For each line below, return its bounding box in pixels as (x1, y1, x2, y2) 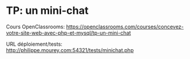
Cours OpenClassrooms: (6, 23, 65, 30)
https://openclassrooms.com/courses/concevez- (66, 23, 184, 30)
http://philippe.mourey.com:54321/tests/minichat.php (6, 46, 134, 53)
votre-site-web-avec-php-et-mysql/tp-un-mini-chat (6, 29, 131, 36)
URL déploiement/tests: (6, 40, 63, 47)
